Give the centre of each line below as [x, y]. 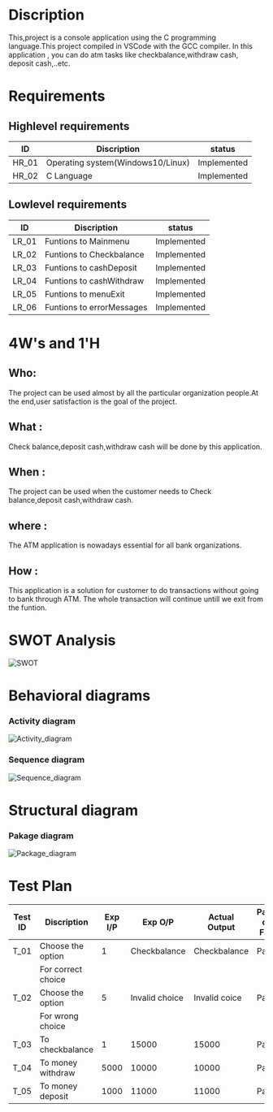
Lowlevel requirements [68, 205]
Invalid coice [218, 998]
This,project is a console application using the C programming [113, 37]
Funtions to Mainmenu [87, 241]
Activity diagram [42, 721]
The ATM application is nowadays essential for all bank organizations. [125, 545]
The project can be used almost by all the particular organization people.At [133, 392]
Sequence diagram [47, 759]
